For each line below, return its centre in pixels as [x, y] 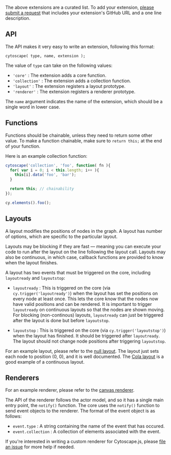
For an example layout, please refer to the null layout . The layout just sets [82, 351]
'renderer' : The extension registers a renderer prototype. [74, 91]
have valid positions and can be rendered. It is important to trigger [82, 304]
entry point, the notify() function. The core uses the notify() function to [82, 405]
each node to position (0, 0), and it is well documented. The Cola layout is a [85, 356]
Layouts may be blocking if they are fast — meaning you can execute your [83, 246]
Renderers [22, 378]
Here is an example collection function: [46, 156]
